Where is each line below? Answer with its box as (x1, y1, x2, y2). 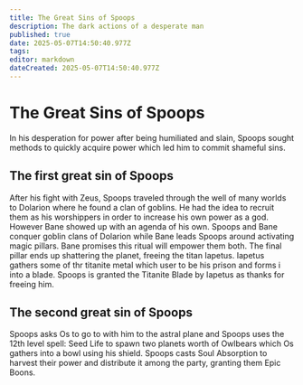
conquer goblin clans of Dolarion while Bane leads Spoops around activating (9, 230, 295, 241)
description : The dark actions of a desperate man (9, 22, 204, 31)
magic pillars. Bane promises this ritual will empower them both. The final (9, 240, 282, 251)
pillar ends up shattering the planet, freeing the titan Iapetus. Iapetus (9, 249, 265, 260)
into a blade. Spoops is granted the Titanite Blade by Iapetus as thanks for (9, 268, 285, 280)
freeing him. (9, 278, 54, 289)
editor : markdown (9, 55, 75, 64)
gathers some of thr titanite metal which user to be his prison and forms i (9, 259, 281, 270)
